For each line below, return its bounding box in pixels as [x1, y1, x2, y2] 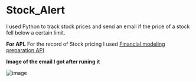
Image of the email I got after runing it [6, 58, 100, 65]
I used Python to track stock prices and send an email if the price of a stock [6, 23, 190, 30]
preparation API [6, 46, 44, 53]
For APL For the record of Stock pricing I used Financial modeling [6, 40, 165, 47]
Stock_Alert [6, 4, 65, 17]
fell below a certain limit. [6, 29, 66, 36]
